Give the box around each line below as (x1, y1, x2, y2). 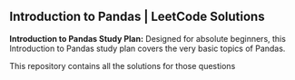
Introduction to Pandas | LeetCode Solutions (9, 9, 265, 25)
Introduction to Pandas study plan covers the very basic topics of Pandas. (9, 43, 286, 54)
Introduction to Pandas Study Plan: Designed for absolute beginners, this (9, 33, 286, 44)
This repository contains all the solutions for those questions (9, 60, 236, 71)
